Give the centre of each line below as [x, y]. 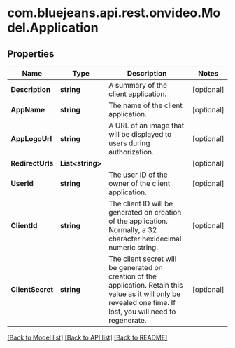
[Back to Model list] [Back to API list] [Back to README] [87, 337]
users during [129, 143]
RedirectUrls [32, 163]
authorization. [131, 152]
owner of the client [139, 183]
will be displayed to [140, 134]
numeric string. [133, 247]
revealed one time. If [142, 303]
